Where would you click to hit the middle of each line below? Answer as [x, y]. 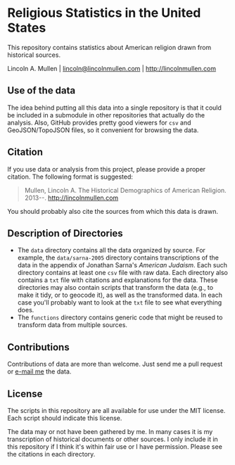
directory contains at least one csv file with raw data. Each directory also [123, 273]
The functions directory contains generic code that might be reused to [120, 317]
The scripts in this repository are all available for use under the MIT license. [116, 410]
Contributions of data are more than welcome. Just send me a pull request [115, 364]
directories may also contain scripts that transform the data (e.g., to [115, 288]
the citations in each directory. [51, 454]
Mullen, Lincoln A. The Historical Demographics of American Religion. [125, 190]
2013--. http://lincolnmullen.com [71, 198]
